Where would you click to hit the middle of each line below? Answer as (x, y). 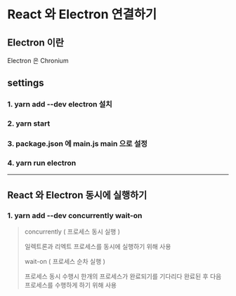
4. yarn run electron (42, 163)
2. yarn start (29, 123)
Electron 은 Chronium (38, 61)
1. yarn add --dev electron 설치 (60, 105)
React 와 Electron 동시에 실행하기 (77, 195)
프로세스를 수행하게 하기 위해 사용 (71, 285)
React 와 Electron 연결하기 (82, 14)
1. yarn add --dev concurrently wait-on (75, 215)
